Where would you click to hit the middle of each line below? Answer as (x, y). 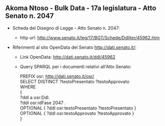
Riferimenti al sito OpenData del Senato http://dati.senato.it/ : (74, 47)
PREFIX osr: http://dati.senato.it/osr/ (57, 76)
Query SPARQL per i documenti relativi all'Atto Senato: (75, 66)
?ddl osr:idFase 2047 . (43, 103)
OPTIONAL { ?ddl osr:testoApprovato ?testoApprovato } (77, 113)
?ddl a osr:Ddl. (35, 97)
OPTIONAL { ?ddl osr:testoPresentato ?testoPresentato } (78, 108)
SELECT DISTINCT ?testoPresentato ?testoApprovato (75, 81)
